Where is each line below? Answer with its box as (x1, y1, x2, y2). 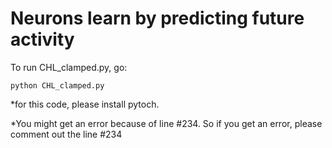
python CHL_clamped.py (10, 80, 105, 91)
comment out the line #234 (10, 128, 123, 140)
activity (10, 28, 75, 51)
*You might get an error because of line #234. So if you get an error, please (10, 117, 323, 129)
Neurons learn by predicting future (10, 7, 305, 30)
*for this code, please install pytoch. (10, 98, 160, 110)
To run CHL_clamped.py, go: (10, 61, 128, 73)
